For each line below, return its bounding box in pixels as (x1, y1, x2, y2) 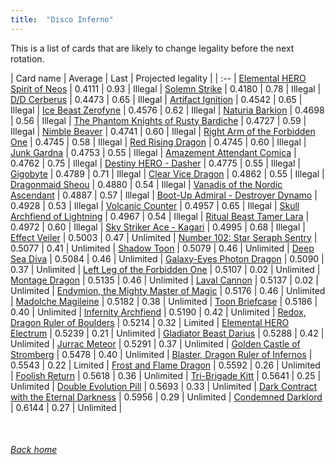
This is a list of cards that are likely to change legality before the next (10, 42, 295, 54)
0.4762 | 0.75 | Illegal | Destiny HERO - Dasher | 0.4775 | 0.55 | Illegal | (10, 157, 301, 169)
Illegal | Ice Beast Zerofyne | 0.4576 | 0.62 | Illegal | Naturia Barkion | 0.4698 (10, 104, 325, 116)
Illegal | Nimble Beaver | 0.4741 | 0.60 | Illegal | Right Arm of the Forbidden (10, 125, 316, 137)
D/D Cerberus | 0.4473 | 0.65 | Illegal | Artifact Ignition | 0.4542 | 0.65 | (10, 93, 303, 105)
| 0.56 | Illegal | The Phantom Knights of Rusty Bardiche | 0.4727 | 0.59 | (10, 114, 307, 126)
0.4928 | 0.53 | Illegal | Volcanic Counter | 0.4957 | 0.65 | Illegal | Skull (10, 199, 300, 211)
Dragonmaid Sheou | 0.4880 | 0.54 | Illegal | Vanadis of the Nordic (10, 178, 283, 190)
